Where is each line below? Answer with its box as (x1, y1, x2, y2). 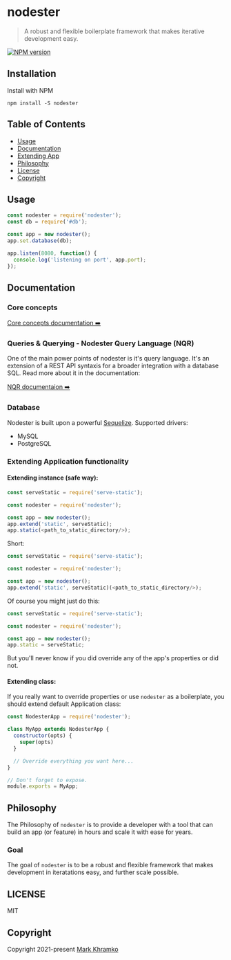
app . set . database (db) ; (7, 237, 72, 244)
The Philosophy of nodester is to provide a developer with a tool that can (7, 821, 214, 829)
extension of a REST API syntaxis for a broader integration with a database (7, 361, 219, 370)
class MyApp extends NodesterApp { (7, 726, 110, 733)
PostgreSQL (17, 439, 52, 447)
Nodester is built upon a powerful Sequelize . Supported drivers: (7, 418, 188, 426)
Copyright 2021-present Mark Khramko (7, 945, 119, 954)
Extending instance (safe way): (7, 473, 99, 482)
